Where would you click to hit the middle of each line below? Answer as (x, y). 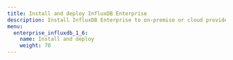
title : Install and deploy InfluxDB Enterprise (77, 13)
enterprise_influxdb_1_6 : (51, 33)
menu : (15, 26)
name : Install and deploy (57, 39)
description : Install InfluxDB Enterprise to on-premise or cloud (105, 20)
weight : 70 (35, 46)
